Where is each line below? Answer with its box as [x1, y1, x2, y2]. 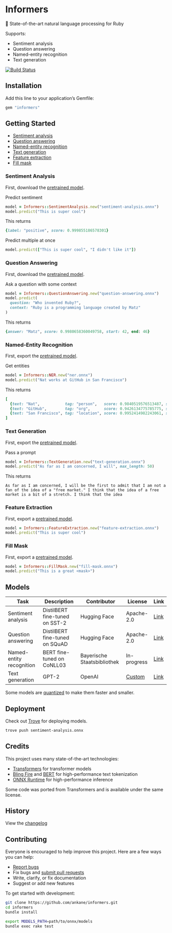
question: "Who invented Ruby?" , [10, 301, 81, 306]
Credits [5, 742, 30, 751]
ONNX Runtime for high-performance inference [12, 776, 113, 782]
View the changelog [5, 820, 48, 826]
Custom [126, 673, 145, 681]
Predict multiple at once [5, 237, 55, 244]
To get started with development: [5, 890, 75, 897]
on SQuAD [42, 641, 68, 648]
